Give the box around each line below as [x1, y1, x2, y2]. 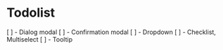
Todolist [6, 5, 56, 21]
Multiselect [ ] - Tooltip [6, 35, 73, 43]
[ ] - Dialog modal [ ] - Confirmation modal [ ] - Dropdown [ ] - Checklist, [6, 28, 216, 36]
